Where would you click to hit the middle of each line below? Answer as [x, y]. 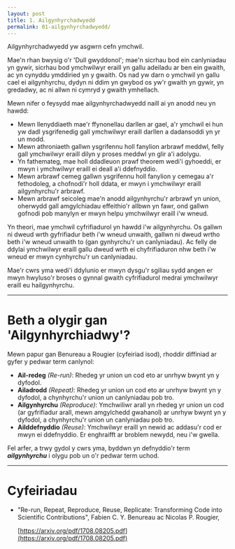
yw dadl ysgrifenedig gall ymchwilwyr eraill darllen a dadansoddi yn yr [119, 132]
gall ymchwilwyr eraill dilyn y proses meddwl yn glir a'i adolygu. [109, 154]
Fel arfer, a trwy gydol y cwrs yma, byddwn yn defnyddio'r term [99, 448]
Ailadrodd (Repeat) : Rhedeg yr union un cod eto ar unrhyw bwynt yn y [119, 390]
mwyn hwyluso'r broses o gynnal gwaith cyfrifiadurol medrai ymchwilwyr [113, 278]
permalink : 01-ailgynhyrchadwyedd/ [59, 27]
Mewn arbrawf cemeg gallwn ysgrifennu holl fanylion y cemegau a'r [115, 176]
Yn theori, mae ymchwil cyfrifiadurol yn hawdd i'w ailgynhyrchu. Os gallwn [115, 227]
